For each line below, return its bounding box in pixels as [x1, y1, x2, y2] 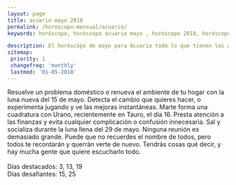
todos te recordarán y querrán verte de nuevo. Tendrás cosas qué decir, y [7, 139, 221, 148]
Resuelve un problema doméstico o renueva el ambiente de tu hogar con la [7, 88, 225, 96]
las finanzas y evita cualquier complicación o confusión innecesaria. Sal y [7, 117, 221, 126]
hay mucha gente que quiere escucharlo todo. [7, 147, 141, 156]
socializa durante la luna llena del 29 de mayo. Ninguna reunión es [7, 125, 199, 133]
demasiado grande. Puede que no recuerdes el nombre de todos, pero [7, 132, 211, 141]
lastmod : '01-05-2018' [10, 68, 77, 76]
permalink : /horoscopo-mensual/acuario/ [7, 23, 128, 30]
